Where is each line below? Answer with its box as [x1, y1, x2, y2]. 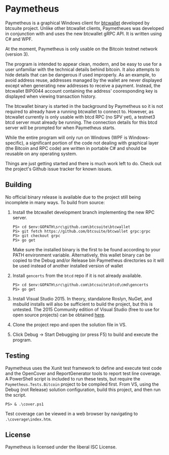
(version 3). [5, 51, 29, 57]
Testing [5, 352, 30, 360]
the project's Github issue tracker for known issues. [5, 166, 112, 172]
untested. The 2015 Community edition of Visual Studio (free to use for [12, 306, 160, 312]
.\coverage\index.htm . [5, 416, 52, 422]
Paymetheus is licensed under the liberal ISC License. [5, 444, 117, 450]
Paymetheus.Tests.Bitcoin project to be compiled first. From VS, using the [5, 381, 159, 387]
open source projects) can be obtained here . [12, 312, 106, 318]
